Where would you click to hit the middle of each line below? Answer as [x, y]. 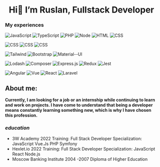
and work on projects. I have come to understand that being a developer [79, 105]
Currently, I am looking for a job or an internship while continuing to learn [80, 100]
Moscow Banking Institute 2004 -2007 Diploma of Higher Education [80, 159]
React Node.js [26, 154]
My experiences [24, 25]
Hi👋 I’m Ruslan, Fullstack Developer [81, 10]
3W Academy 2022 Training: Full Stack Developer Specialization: [77, 138]
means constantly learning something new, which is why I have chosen [78, 110]
